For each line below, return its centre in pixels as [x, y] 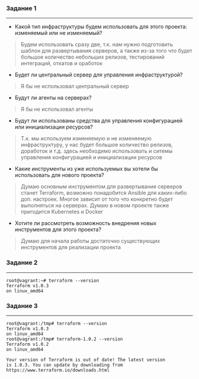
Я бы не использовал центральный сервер [75, 86]
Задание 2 [22, 263]
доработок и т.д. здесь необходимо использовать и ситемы [97, 151]
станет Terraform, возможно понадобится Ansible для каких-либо [104, 193]
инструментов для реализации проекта [71, 248]
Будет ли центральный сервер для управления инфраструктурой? [99, 75]
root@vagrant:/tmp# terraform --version [57, 323]
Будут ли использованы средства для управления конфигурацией [99, 121]
